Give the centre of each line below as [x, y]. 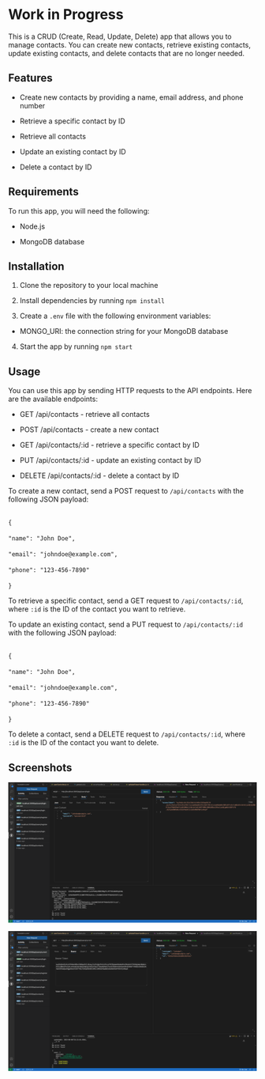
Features [30, 78]
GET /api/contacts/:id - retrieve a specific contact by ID [109, 445]
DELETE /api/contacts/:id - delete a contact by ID [99, 475]
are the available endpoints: [53, 399]
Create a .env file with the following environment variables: [115, 316]
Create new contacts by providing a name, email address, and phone [131, 97]
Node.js [32, 226]
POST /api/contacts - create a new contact [89, 430]
